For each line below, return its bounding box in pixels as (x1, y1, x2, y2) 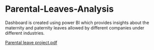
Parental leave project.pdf (5, 39, 57, 45)
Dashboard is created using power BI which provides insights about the (5, 20, 150, 25)
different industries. (5, 30, 45, 36)
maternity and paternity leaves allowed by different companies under (5, 25, 145, 30)
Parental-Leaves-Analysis (5, 3, 114, 15)
